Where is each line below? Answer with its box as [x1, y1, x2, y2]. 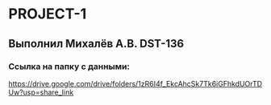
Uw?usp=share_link [8, 87, 74, 97]
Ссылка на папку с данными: [8, 61, 131, 72]
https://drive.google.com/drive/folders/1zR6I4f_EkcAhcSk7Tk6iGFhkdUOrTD [8, 79, 263, 88]
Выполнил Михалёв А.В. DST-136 [8, 37, 184, 50]
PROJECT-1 [8, 5, 87, 23]
